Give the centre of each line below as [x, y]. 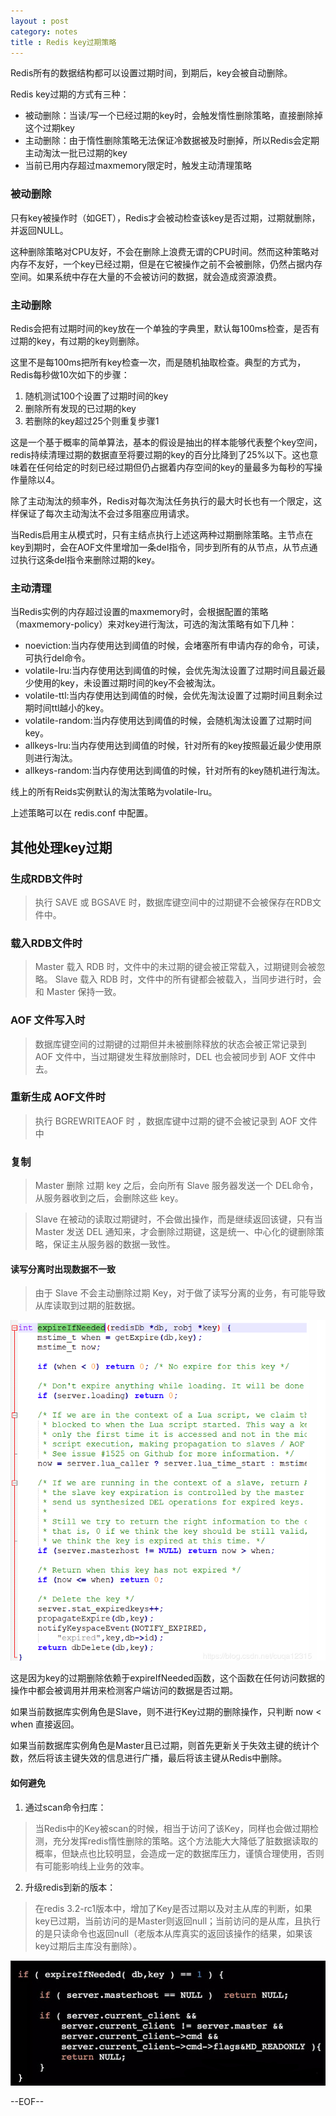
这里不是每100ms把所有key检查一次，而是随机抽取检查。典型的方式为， [158, 362]
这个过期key [49, 128]
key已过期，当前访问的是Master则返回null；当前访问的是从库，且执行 [178, 1921]
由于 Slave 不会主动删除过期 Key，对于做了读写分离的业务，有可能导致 [180, 1293]
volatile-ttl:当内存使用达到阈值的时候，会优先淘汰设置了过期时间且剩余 [169, 696]
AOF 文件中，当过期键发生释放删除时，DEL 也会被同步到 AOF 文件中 [175, 1056]
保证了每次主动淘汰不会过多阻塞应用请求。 [106, 513]
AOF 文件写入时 [48, 1020]
